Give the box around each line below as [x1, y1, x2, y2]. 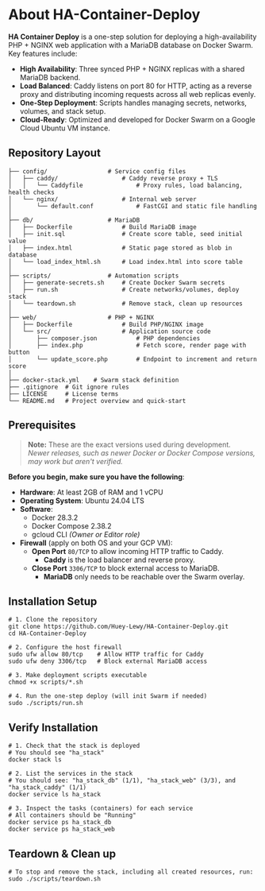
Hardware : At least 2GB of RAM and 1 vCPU [19, 487, 164, 497]
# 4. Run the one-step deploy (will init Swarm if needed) [8, 692, 208, 700]
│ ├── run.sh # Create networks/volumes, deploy [8, 285, 240, 293]
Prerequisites [8, 419, 76, 432]
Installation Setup [8, 595, 98, 608]
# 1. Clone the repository [8, 616, 98, 624]
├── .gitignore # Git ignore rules [8, 383, 129, 391]
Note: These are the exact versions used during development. [27, 440, 232, 449]
